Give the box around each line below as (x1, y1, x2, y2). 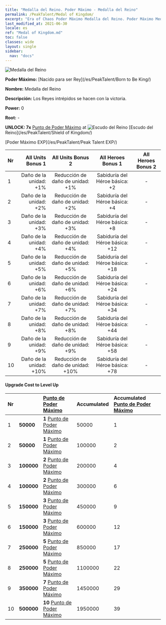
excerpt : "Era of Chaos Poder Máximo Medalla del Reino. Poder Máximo (5, 16, 154, 21)
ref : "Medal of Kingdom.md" (5, 30, 63, 35)
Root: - (5, 115, 20, 121)
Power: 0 (5, 105, 24, 111)
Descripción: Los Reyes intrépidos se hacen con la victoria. (5, 96, 127, 102)
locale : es (5, 26, 28, 31)
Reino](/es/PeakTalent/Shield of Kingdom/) (5, 130, 92, 136)
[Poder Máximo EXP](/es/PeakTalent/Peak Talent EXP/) (5, 139, 118, 145)
